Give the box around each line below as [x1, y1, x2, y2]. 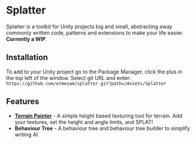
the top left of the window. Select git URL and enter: [6, 74, 131, 81]
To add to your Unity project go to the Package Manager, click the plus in [6, 68, 183, 75]
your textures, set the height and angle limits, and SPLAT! [14, 118, 154, 125]
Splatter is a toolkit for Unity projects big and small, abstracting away [6, 23, 173, 30]
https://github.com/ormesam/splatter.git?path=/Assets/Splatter [6, 81, 167, 86]
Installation [6, 52, 48, 62]
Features [6, 96, 39, 106]
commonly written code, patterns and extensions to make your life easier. [6, 29, 184, 36]
